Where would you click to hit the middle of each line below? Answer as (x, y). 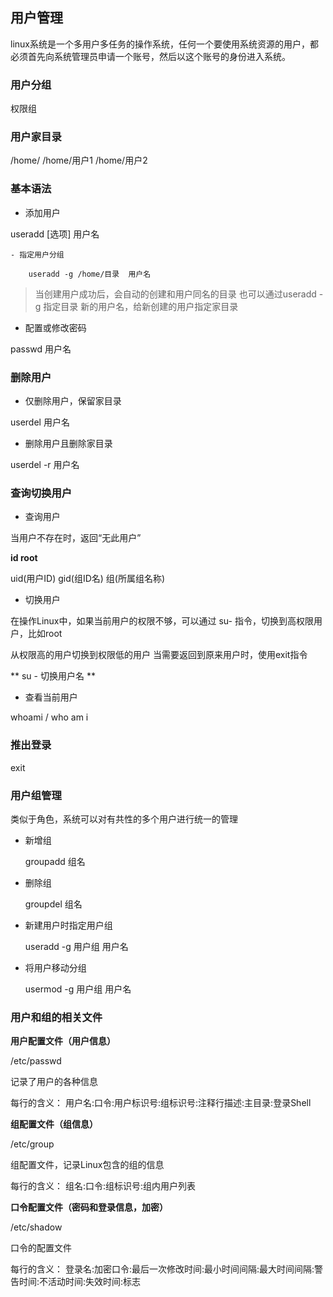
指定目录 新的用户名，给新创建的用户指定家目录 (141, 306)
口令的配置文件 (41, 1248)
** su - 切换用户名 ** (53, 676)
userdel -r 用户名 (45, 464)
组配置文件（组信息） (54, 1124)
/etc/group (32, 1144)
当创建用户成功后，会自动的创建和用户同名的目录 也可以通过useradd (175, 294)
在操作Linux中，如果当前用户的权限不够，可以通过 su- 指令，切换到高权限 (162, 621)
